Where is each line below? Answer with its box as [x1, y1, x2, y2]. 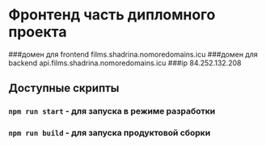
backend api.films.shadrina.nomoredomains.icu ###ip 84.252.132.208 [8, 58, 242, 68]
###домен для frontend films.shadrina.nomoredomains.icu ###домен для [8, 49, 259, 59]
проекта [8, 23, 67, 41]
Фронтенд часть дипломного [8, 6, 216, 24]
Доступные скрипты [8, 81, 120, 95]
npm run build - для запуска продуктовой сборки [8, 127, 211, 139]
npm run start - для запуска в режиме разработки [8, 106, 216, 117]
